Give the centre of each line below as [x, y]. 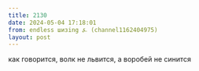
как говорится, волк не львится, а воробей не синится [99, 59]
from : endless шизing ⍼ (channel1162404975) [83, 30]
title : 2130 [28, 15]
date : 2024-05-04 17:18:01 [52, 23]
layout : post [29, 37]
